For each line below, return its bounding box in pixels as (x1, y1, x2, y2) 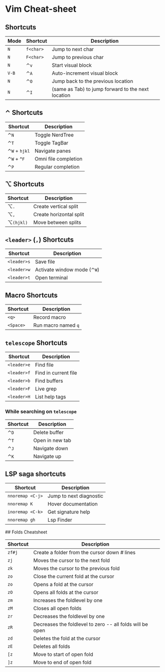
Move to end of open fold (33, 659, 92, 666)
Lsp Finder (47, 517, 73, 524)
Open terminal (35, 274, 68, 281)
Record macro (33, 314, 66, 321)
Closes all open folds (33, 605, 82, 612)
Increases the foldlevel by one (33, 597, 103, 604)
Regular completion (34, 163, 80, 170)
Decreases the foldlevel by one (33, 613, 105, 620)
